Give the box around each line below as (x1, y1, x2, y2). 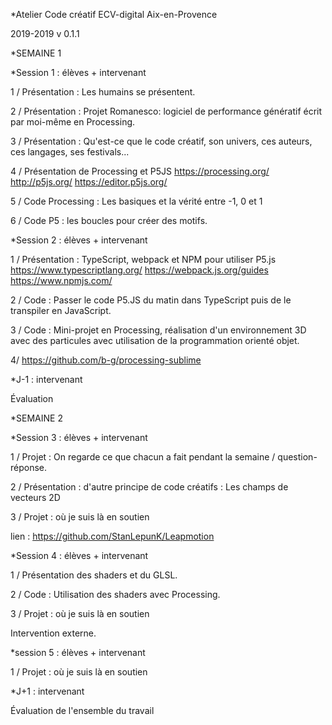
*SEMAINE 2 (10, 412, 63, 424)
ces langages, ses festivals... (10, 146, 130, 158)
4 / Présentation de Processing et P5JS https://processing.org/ (10, 165, 270, 177)
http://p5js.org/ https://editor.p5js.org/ (10, 176, 168, 188)
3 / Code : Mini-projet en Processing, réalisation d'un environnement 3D (10, 324, 307, 336)
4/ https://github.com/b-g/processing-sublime (10, 354, 202, 366)
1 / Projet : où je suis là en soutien (10, 666, 148, 678)
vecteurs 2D (10, 492, 61, 503)
